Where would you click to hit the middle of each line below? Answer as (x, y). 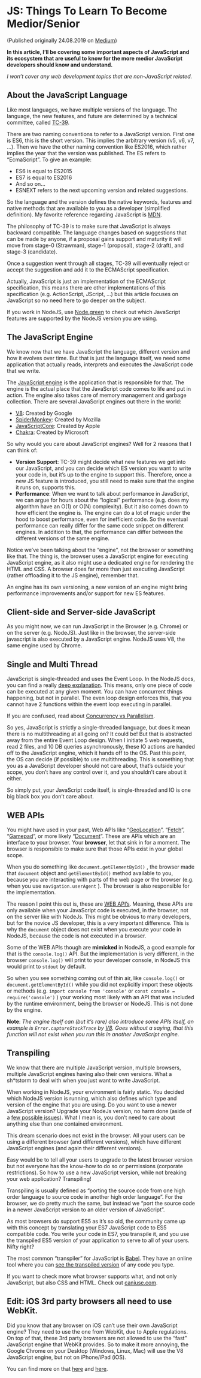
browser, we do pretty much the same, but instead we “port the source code (101, 1203)
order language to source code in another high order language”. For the (95, 1196)
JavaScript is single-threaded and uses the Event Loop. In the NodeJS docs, (101, 679)
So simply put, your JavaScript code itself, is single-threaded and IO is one (99, 790)
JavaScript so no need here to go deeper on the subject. (76, 300)
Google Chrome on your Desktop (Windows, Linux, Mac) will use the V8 (95, 1350)
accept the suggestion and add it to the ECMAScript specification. (88, 269)
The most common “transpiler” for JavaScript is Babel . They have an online (100, 1258)
